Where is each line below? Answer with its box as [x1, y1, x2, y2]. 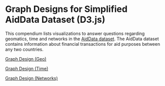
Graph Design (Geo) [5, 56, 46, 62]
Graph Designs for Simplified [5, 3, 127, 15]
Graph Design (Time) [5, 66, 48, 72]
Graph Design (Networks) [5, 75, 58, 81]
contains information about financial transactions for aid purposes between [5, 41, 160, 47]
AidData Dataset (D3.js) [5, 14, 105, 25]
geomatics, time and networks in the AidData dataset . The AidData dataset [5, 36, 159, 42]
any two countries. [5, 46, 43, 52]
